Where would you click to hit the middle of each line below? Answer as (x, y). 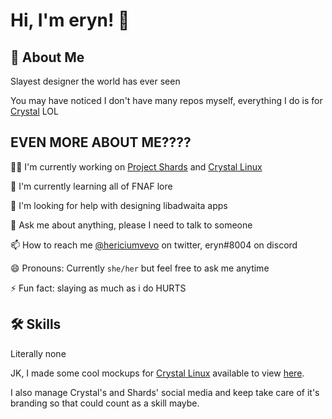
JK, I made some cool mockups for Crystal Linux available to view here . (157, 373)
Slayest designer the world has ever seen (95, 81)
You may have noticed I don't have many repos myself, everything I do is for (166, 100)
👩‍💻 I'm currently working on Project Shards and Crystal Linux (136, 166)
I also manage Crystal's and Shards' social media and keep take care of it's (165, 392)
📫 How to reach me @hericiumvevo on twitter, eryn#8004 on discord (154, 245)
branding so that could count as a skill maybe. (105, 403)
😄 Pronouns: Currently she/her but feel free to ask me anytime (140, 268)
